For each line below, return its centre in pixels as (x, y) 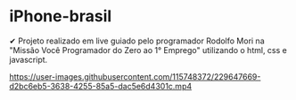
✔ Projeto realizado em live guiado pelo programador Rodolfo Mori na (137, 41)
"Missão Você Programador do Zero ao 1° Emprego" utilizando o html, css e (148, 50)
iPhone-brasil (61, 16)
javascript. (29, 59)
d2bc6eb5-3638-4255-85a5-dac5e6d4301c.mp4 (101, 86)
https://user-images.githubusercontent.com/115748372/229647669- (135, 76)
